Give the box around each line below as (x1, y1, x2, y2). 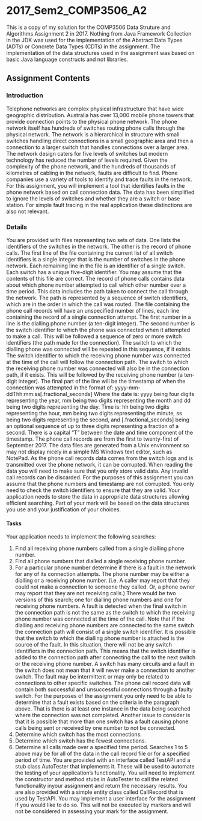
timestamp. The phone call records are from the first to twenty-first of (6, 435, 179, 442)
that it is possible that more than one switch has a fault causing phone (14, 718, 189, 725)
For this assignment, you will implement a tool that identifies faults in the (6, 182, 185, 189)
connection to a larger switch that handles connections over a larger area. (6, 143, 189, 151)
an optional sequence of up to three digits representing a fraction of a (6, 422, 179, 429)
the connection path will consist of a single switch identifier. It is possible (14, 628, 196, 636)
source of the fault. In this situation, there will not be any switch (14, 641, 173, 648)
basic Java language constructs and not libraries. (6, 56, 129, 63)
